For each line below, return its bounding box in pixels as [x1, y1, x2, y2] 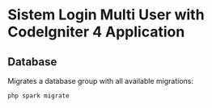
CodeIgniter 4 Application [7, 23, 185, 41]
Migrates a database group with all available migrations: [7, 77, 193, 85]
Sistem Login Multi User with [7, 6, 205, 24]
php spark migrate [7, 92, 70, 100]
